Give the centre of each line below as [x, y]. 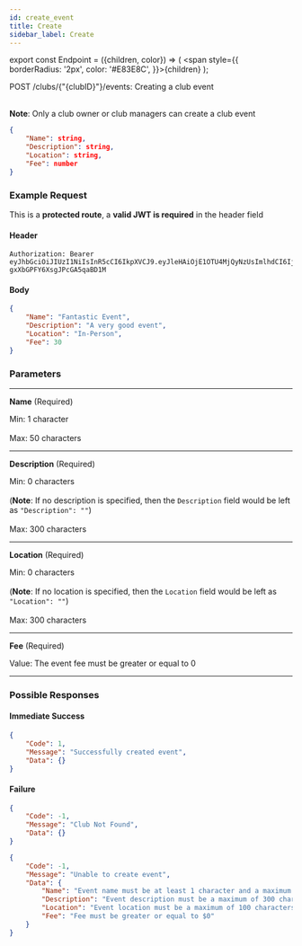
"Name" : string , [56, 139]
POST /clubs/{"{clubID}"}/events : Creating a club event [111, 87]
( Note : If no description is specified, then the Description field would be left [150, 500]
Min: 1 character [39, 419]
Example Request [48, 195]
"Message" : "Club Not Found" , [82, 825]
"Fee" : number [52, 164]
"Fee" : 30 [44, 342]
